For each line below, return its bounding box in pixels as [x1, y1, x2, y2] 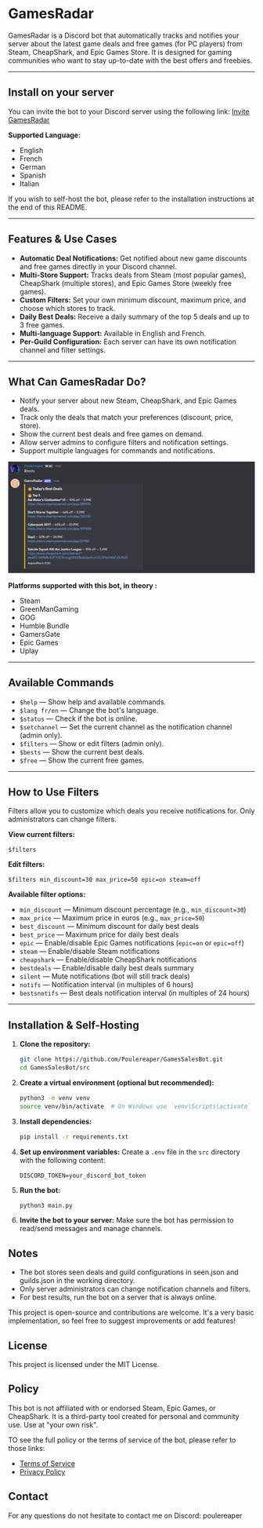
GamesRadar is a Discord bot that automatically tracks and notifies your [8, 31, 240, 40]
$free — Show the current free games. [19, 755, 145, 765]
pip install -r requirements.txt [19, 1132, 129, 1141]
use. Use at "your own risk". [8, 1420, 99, 1429]
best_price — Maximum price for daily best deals [19, 930, 179, 939]
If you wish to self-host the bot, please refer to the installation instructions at [8, 194, 254, 203]
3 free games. [19, 320, 65, 330]
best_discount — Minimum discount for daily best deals [19, 922, 200, 931]
